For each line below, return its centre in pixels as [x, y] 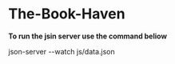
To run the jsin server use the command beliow [88, 36]
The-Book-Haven [67, 14]
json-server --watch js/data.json [62, 51]
